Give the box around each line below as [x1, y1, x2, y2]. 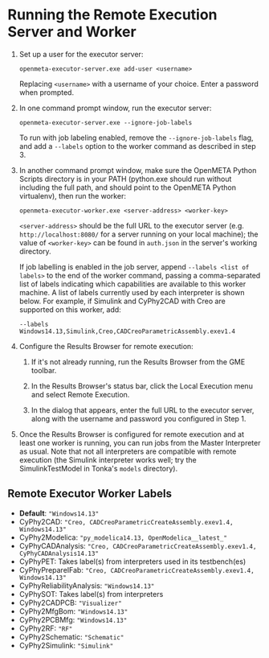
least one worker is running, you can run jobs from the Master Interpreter [18, 438, 261, 447]
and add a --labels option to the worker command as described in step [18, 141, 256, 150]
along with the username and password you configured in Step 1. [31, 413, 247, 423]
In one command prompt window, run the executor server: [18, 103, 212, 113]
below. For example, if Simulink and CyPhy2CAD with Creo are [18, 296, 226, 306]
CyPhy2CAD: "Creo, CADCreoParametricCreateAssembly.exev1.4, [18, 516, 234, 526]
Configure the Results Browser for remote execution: [18, 341, 194, 351]
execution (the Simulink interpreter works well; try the [18, 454, 198, 464]
